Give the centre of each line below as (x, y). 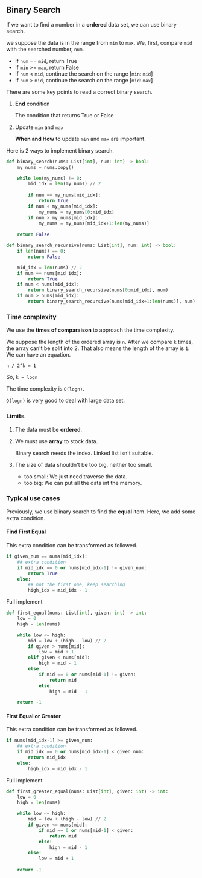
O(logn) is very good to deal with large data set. (66, 401)
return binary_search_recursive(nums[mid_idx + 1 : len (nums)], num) (112, 302)
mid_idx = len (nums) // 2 (50, 268)
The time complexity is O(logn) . (45, 389)
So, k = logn (22, 377)
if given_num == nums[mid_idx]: (47, 556)
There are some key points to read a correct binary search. (79, 92)
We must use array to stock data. (56, 441)
